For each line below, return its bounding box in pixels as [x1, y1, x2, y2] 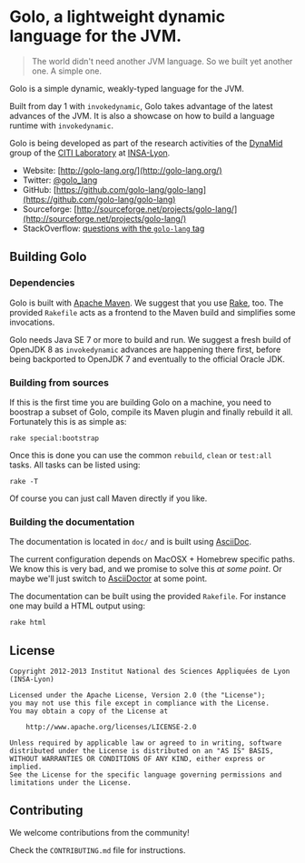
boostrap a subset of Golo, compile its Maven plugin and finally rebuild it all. [9, 406, 293, 417]
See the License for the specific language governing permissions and [9, 770, 282, 779]
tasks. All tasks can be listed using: [9, 459, 141, 470]
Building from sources [9, 376, 109, 388]
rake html [9, 618, 47, 627]
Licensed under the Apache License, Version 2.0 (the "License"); [9, 691, 266, 700]
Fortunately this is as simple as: [9, 416, 127, 426]
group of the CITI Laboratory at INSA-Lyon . [9, 147, 171, 158]
